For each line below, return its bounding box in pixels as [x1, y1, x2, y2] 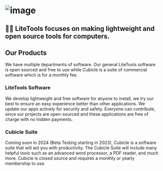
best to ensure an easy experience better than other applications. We [5, 100, 145, 106]
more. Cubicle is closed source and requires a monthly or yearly [5, 155, 135, 161]
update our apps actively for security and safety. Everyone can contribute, [5, 106, 156, 112]
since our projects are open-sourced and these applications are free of [5, 111, 149, 117]
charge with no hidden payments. [5, 116, 73, 122]
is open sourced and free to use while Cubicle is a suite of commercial [5, 67, 147, 73]
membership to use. [5, 160, 46, 166]
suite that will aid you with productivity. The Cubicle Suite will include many [5, 145, 157, 150]
